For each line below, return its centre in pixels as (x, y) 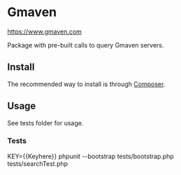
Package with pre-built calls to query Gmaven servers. (86, 45)
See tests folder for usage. (45, 122)
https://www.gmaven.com (45, 31)
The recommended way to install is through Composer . (86, 84)
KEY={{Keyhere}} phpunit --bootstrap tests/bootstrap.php (91, 156)
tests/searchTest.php (38, 163)
